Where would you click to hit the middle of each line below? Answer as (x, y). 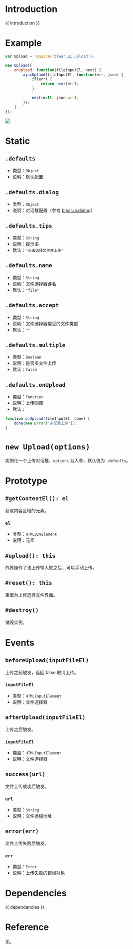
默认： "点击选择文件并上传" (38, 250)
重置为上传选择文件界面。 (31, 595)
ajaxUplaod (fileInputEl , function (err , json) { (73, 75)
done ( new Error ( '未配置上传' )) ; (46, 423)
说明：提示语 (25, 244)
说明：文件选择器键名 (34, 284)
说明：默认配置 (28, 177)
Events (20, 643)
